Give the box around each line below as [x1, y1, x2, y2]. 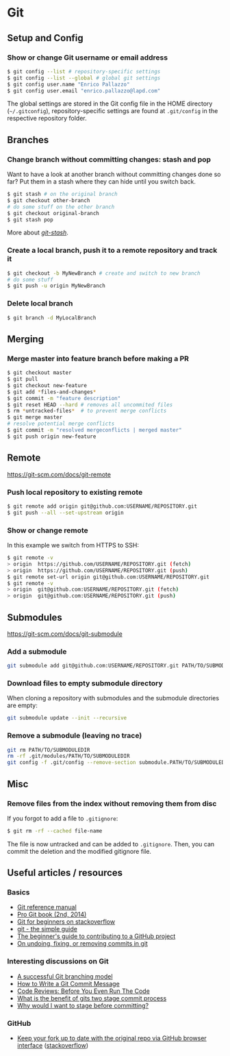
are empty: [7, 701, 38, 710]
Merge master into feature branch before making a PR [7, 354, 190, 363]
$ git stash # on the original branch [7, 191, 118, 198]
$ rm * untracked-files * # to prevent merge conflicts [7, 408, 167, 415]
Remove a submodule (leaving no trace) [7, 731, 142, 741]
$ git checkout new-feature [7, 382, 88, 389]
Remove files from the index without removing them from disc [7, 798, 217, 808]
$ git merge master [7, 414, 63, 421]
